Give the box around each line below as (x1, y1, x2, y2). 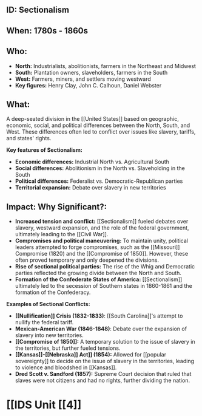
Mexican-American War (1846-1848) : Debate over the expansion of (15, 325, 187, 333)
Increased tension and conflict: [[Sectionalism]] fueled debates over (15, 218, 189, 225)
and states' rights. (6, 135, 52, 142)
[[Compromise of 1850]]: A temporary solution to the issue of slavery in (15, 338, 195, 346)
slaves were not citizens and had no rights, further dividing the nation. (15, 377, 190, 384)
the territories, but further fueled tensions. (15, 344, 121, 352)
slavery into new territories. (15, 332, 84, 339)
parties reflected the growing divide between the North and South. (15, 270, 182, 277)
